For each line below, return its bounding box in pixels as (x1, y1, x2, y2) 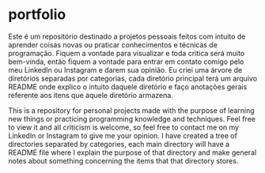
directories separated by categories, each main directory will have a (8, 139, 230, 149)
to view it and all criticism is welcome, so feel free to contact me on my (8, 122, 240, 132)
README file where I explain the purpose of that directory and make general (8, 148, 257, 157)
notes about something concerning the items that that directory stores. (8, 156, 239, 165)
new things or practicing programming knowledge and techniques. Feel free (8, 114, 256, 123)
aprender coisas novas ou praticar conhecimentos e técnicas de (8, 39, 218, 49)
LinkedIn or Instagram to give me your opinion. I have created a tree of (8, 130, 237, 140)
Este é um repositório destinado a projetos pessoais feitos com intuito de (8, 32, 246, 41)
